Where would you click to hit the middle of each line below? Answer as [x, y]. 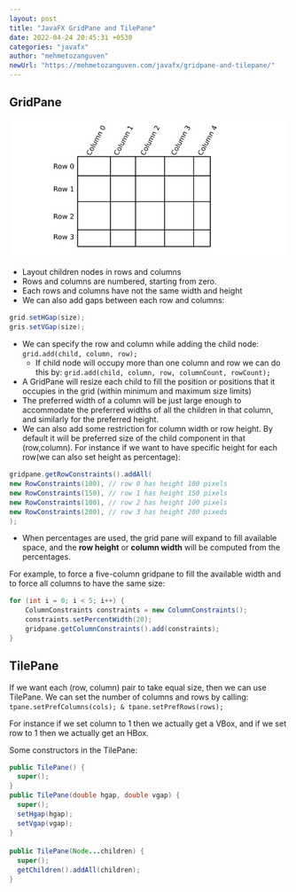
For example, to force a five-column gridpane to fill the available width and [145, 574]
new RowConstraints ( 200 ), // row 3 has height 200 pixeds [118, 512]
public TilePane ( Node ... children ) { [77, 851]
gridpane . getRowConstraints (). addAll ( [81, 474]
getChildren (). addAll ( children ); [79, 870]
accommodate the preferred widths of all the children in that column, [148, 410]
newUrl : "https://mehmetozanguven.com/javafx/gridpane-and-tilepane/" [142, 66]
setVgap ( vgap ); [45, 823]
